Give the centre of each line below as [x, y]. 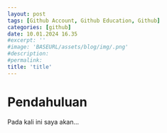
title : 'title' [30, 67]
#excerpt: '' [27, 41]
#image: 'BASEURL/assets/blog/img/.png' [68, 47]
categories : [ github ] [39, 27]
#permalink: [25, 60]
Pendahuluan [47, 102]
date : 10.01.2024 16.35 [43, 34]
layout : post [27, 14]
